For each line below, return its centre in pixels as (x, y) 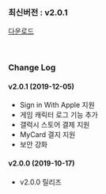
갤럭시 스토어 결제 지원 (55, 125)
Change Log (32, 67)
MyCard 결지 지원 (47, 135)
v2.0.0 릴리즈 (40, 182)
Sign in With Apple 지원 (57, 105)
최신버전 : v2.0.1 (38, 12)
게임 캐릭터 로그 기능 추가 (59, 115)
